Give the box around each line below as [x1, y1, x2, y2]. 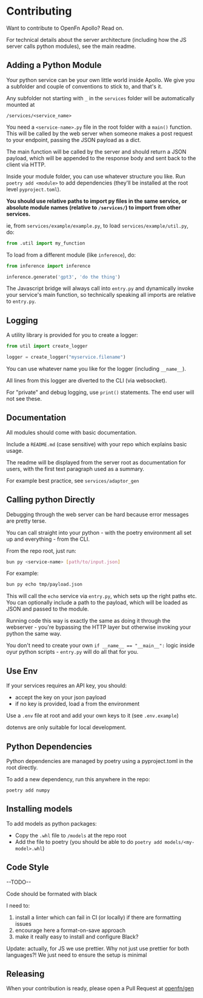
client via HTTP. [6, 161, 46, 168]
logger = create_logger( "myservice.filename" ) [6, 354, 126, 361]
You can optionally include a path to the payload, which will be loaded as [6, 599, 188, 606]
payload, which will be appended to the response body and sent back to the [6, 154, 196, 161]
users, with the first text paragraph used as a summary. [6, 465, 144, 472]
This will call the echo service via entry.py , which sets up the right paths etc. [6, 592, 197, 600]
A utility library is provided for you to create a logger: [6, 331, 138, 339]
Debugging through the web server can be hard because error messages [6, 511, 189, 518]
